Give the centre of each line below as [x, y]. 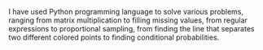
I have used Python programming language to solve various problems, [126, 12]
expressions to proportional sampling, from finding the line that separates [131, 29]
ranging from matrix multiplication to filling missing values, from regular [128, 20]
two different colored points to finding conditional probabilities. [114, 37]
